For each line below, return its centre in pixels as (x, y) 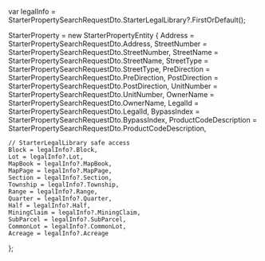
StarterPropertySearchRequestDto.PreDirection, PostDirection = (113, 78)
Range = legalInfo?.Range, (53, 192)
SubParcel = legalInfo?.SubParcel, (67, 220)
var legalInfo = (32, 12)
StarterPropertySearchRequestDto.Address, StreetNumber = (108, 44)
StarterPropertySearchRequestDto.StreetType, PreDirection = (109, 69)
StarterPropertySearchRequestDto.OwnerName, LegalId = (104, 103)
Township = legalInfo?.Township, (64, 185)
